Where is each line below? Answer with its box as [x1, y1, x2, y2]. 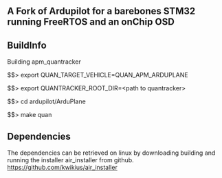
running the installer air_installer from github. [7, 156, 134, 164]
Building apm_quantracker [7, 58, 81, 66]
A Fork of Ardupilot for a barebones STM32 [7, 5, 196, 17]
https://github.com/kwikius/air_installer [7, 164, 118, 172]
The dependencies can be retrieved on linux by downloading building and [7, 149, 216, 157]
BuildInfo [7, 39, 47, 51]
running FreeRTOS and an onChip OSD [7, 16, 175, 28]
